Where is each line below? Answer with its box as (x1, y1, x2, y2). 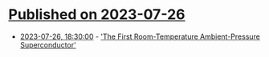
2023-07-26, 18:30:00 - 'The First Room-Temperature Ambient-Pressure (19, 32, 261, 41)
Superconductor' (19, 40, 76, 49)
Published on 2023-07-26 (8, 6, 185, 24)
